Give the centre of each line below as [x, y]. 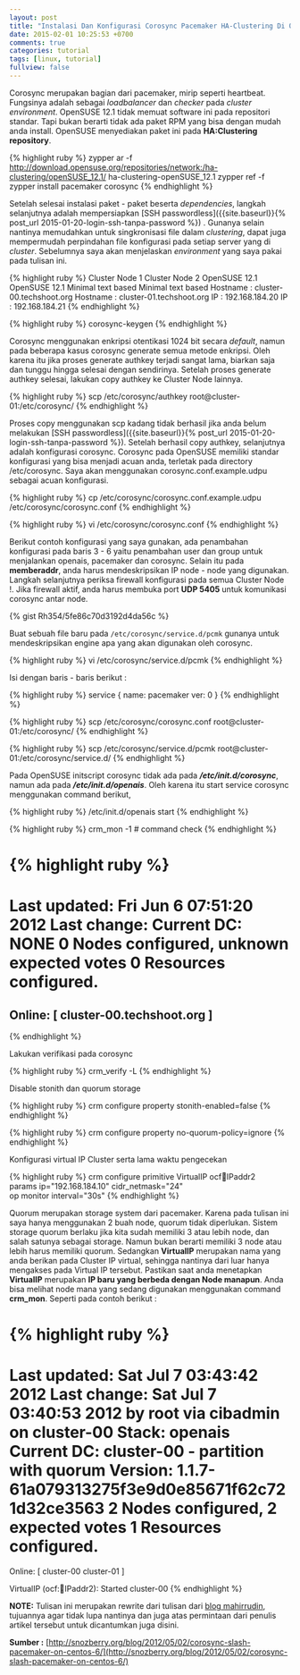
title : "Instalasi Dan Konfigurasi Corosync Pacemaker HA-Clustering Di [147, 26]
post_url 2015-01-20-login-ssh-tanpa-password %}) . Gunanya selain [137, 222]
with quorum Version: [92, 1471]
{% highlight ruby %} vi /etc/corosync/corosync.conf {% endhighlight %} [144, 524]
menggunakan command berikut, [70, 794]
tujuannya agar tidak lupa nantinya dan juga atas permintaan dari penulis [143, 1616]
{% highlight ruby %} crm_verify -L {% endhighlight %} [110, 1071]
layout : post [33, 17]
